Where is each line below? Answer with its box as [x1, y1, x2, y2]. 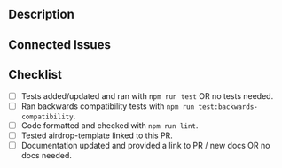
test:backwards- [198, 102, 258, 111]
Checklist [8, 67, 63, 82]
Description [8, 7, 74, 22]
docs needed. [20, 149, 73, 160]
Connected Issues [8, 37, 112, 52]
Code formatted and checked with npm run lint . [20, 119, 199, 131]
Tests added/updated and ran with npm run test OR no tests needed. [20, 90, 274, 101]
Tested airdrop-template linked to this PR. [20, 130, 174, 141]
